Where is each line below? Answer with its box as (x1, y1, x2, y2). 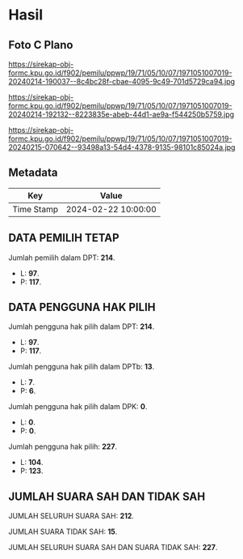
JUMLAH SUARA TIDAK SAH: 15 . (8, 527, 118, 536)
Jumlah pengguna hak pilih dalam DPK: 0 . (8, 402, 148, 412)
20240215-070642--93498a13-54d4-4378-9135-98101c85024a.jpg (8, 143, 236, 151)
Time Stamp (12, 203, 59, 215)
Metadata (8, 166, 58, 180)
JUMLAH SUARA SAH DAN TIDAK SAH (8, 489, 206, 503)
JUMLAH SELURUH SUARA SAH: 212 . (8, 511, 135, 521)
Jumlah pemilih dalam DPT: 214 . (8, 253, 115, 262)
